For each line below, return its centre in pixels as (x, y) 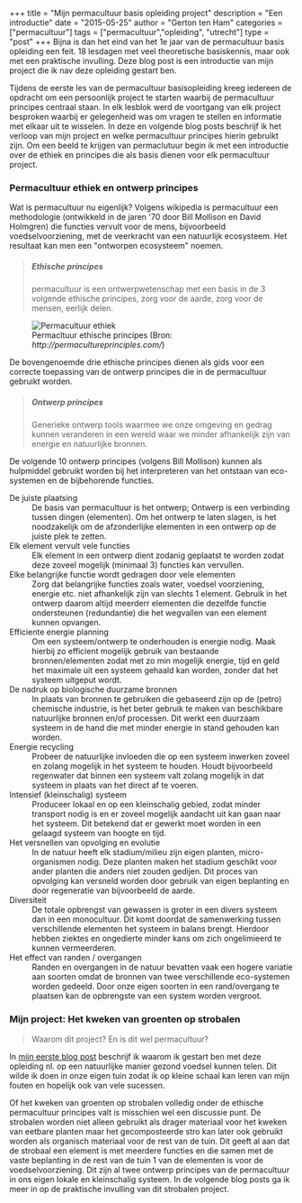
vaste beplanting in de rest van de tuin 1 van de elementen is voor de (137, 1160)
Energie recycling (42, 747)
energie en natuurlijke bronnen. (89, 444)
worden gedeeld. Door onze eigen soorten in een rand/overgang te (156, 987)
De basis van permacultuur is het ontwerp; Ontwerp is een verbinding (161, 507)
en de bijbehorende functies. (101, 480)
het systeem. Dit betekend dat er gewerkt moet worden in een (147, 824)
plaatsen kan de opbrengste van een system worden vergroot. (147, 996)
